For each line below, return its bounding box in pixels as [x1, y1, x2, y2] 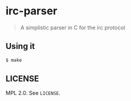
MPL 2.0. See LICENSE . [5, 90, 61, 97]
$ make [5, 57, 22, 63]
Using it [5, 41, 35, 51]
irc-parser [5, 4, 58, 18]
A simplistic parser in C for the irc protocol [20, 24, 126, 31]
